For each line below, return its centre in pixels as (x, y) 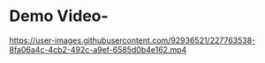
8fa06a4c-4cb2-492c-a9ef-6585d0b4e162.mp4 (98, 49)
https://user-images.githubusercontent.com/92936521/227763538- (132, 40)
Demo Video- (59, 16)
